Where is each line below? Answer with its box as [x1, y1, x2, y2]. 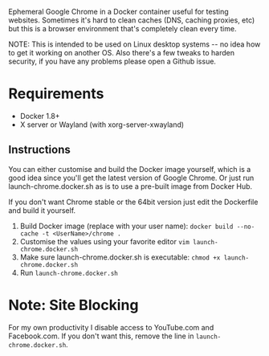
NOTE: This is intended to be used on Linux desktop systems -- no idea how [8, 39, 261, 49]
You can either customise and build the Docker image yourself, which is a [8, 164, 251, 174]
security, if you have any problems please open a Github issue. [8, 56, 217, 66]
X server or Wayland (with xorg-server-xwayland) [19, 120, 185, 129]
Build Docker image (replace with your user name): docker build [19, 221, 234, 231]
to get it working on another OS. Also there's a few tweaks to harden [8, 48, 235, 57]
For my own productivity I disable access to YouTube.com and [8, 322, 214, 332]
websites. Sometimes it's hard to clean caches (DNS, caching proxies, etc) [8, 15, 255, 25]
